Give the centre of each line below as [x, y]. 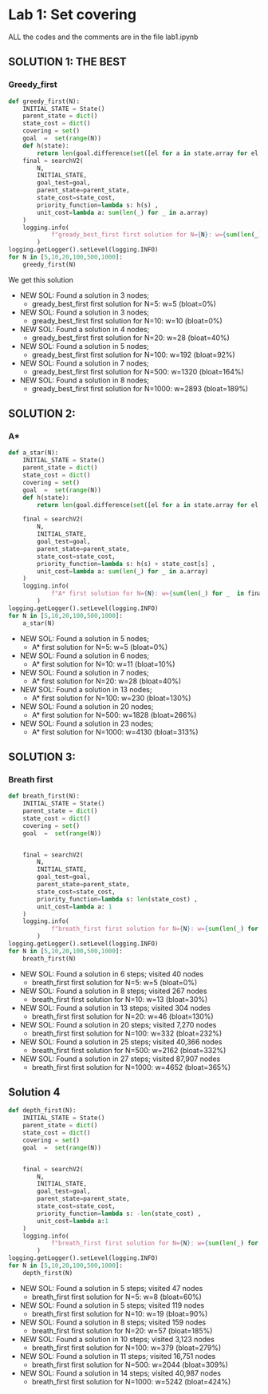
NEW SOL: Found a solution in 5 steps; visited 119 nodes [112, 1305]
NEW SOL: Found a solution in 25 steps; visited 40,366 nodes [121, 1042]
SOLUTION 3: [42, 756]
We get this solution [41, 279]
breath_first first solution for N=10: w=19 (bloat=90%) [120, 1313]
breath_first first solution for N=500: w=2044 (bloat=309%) [130, 1364]
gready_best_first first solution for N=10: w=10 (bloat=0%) [127, 320]
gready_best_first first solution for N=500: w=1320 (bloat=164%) [138, 371]
